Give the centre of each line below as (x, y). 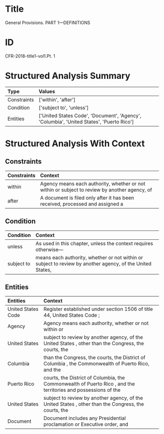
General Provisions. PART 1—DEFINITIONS (48, 23)
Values (47, 91)
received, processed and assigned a (82, 204)
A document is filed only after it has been (87, 198)
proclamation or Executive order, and (86, 424)
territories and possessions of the (82, 390)
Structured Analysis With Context (75, 144)
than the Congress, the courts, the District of (94, 357)
